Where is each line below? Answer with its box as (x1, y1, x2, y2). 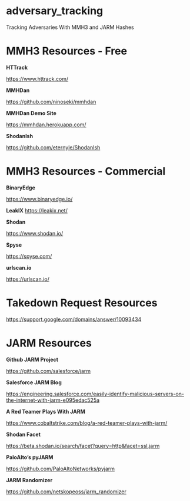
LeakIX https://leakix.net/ (6, 207, 68, 214)
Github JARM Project (6, 356, 59, 363)
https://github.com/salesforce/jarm (6, 367, 91, 374)
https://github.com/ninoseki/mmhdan (6, 98, 96, 105)
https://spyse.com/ (6, 253, 52, 260)
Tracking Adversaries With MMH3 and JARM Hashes (6, 24, 134, 31)
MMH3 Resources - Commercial (6, 165, 166, 178)
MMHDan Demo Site (6, 109, 57, 116)
